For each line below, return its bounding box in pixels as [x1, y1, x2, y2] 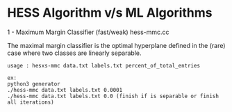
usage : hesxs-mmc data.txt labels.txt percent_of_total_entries [7, 62, 200, 69]
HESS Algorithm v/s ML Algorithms [7, 5, 213, 21]
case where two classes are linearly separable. [7, 49, 142, 57]
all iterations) [7, 99, 54, 106]
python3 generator [7, 80, 60, 88]
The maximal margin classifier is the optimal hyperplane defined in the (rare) [7, 41, 226, 49]
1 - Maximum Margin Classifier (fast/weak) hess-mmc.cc [7, 28, 169, 36]
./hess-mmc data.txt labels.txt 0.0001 [7, 86, 123, 93]
